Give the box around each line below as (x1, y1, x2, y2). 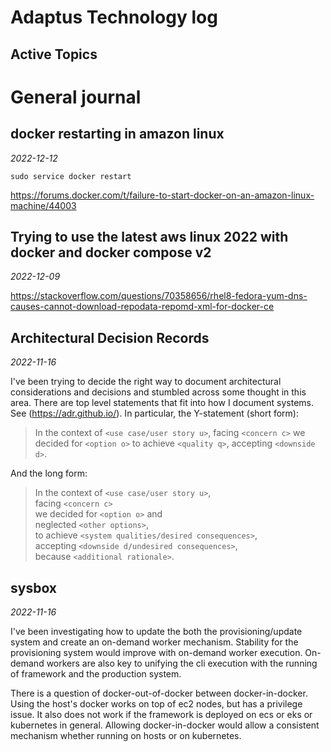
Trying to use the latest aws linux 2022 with (10, 228, 289, 245)
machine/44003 (10, 199, 77, 211)
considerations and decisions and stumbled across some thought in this (10, 386, 307, 398)
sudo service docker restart (10, 171, 132, 181)
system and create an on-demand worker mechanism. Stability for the (10, 636, 299, 648)
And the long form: (10, 467, 88, 480)
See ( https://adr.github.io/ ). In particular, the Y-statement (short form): (10, 407, 300, 420)
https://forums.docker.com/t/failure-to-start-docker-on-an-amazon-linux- (10, 189, 315, 201)
